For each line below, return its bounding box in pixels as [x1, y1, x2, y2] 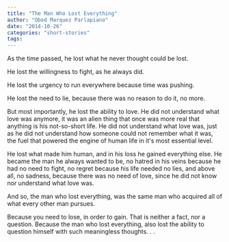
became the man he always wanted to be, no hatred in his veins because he [7, 157, 221, 165]
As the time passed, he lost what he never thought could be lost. [7, 54, 189, 62]
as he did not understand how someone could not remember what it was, [7, 130, 213, 138]
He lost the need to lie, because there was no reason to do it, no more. [7, 94, 206, 103]
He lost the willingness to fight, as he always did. [7, 68, 145, 76]
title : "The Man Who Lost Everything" [7, 10, 118, 17]
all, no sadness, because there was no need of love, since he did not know [7, 172, 217, 180]
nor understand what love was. [7, 179, 94, 187]
